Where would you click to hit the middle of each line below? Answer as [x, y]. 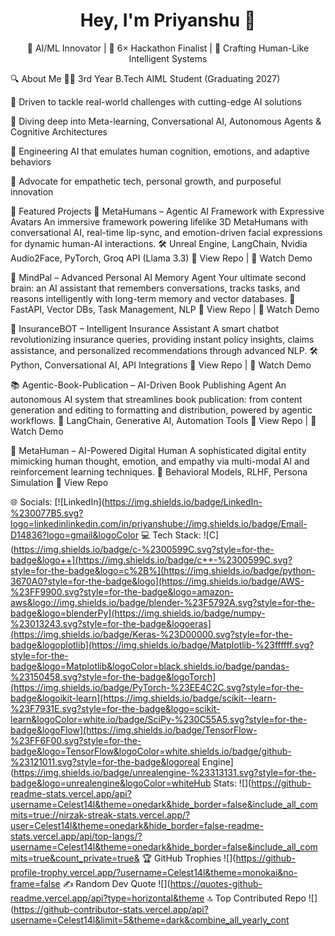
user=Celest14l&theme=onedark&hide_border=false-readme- [137, 825]
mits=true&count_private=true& [75, 858]
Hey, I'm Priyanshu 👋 [168, 20]
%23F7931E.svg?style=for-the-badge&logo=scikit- [115, 708]
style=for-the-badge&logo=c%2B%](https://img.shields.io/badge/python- [163, 570]
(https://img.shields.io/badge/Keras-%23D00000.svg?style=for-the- [151, 634]
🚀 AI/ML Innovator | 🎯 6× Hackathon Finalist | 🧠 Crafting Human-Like [168, 48]
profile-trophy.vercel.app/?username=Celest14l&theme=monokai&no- [154, 872]
